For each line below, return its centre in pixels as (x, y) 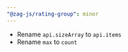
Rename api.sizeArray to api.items (69, 34)
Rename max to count (47, 42)
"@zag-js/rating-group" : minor (53, 14)
